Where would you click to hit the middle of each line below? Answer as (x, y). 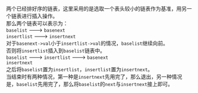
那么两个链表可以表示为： (37, 23)
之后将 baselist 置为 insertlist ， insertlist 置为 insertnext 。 (80, 69)
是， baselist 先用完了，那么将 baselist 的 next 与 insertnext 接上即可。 (90, 84)
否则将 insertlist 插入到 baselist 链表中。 (56, 51)
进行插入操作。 (39, 16)
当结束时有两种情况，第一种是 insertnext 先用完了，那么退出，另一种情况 (94, 77)
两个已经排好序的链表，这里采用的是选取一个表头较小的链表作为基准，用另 (96, 9)
